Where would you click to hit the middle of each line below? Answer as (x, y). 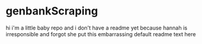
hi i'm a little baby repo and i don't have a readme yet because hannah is (97, 28)
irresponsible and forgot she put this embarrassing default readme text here (101, 34)
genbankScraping (52, 11)
